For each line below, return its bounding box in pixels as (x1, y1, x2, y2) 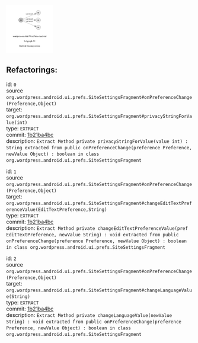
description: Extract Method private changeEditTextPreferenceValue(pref (6, 224, 189, 232)
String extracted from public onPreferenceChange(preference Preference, (6, 145, 193, 150)
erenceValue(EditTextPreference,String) (6, 206, 108, 213)
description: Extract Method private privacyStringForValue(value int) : (6, 137, 189, 145)
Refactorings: (6, 65, 58, 75)
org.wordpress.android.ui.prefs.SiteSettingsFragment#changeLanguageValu (6, 287, 193, 293)
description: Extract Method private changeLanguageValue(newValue (6, 311, 173, 318)
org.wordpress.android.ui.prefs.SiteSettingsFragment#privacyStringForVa (6, 113, 193, 119)
